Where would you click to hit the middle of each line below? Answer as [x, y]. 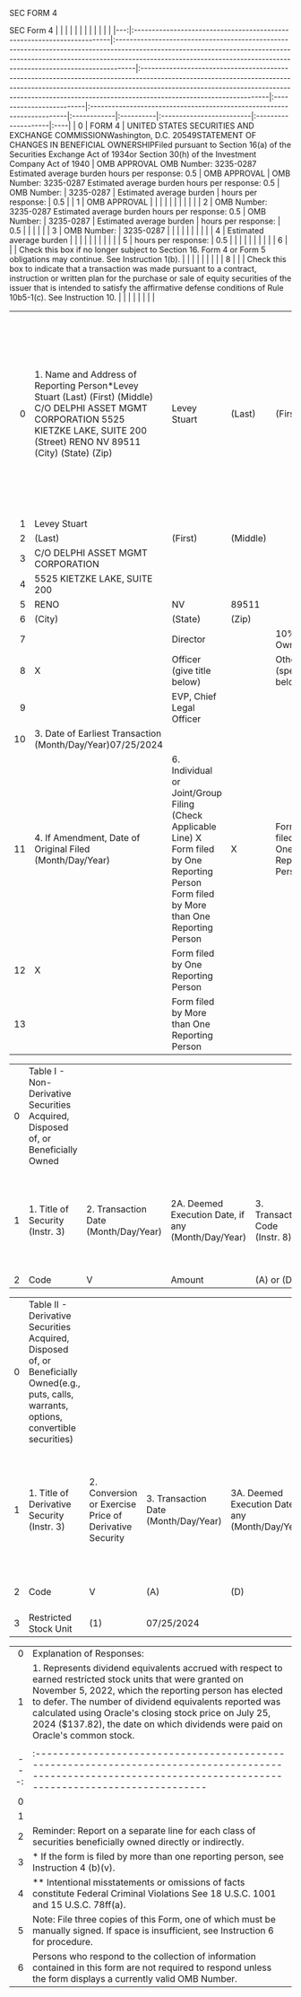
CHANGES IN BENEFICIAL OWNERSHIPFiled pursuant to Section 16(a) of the [150, 145]
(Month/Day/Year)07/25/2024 [99, 744]
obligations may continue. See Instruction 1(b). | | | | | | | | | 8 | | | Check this [148, 259]
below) [186, 682]
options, [45, 1417]
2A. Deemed [197, 1204]
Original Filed [62, 849]
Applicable [194, 827]
